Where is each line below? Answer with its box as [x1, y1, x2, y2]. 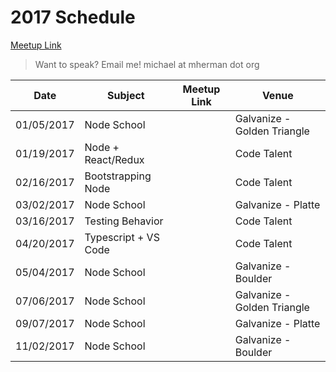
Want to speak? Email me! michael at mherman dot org [34, 58, 260, 70]
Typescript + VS [84, 230, 160, 244]
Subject [107, 88, 145, 102]
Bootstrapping [84, 169, 152, 183]
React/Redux [84, 152, 145, 166]
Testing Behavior [84, 214, 164, 228]
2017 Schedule [10, 6, 136, 29]
